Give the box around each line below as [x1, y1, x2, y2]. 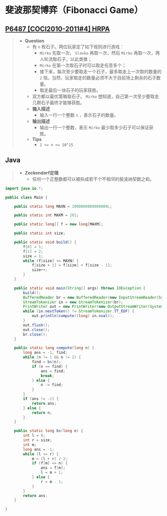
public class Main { [5, 195, 48, 200]
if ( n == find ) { [31, 364, 68, 369]
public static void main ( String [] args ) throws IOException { [14, 285, 146, 291]
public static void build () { [14, 240, 77, 245]
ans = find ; [40, 368, 66, 373]
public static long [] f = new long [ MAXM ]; [14, 222, 103, 227]
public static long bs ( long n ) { [14, 429, 83, 433]
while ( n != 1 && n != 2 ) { [23, 355, 81, 360]
